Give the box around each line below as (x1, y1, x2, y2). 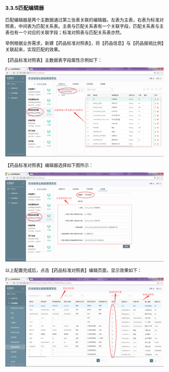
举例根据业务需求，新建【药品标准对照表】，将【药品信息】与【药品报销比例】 (5, 40, 164, 46)
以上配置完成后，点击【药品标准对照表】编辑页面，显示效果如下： (5, 267, 142, 273)
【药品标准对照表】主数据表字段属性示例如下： (5, 57, 102, 63)
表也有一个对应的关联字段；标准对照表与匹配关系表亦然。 (5, 29, 124, 36)
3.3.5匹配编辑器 (5, 4, 44, 11)
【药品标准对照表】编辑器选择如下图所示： (5, 162, 94, 168)
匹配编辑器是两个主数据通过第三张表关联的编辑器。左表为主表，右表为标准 (5, 17, 159, 23)
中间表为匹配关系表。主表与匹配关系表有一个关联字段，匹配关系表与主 (18, 23, 164, 29)
